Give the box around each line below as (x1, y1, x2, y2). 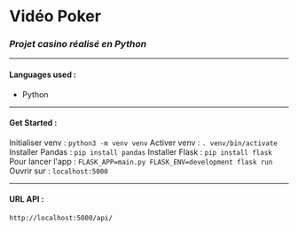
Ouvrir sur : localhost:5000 (9, 166, 108, 176)
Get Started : (9, 118, 58, 128)
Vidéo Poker (9, 6, 102, 27)
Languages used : (9, 69, 77, 81)
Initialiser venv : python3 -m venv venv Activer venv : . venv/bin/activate (9, 137, 278, 148)
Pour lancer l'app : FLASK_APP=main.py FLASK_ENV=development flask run (9, 156, 273, 166)
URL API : (9, 194, 44, 204)
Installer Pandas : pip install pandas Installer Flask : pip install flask (9, 146, 272, 157)
